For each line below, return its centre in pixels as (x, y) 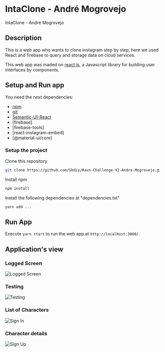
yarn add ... (18, 207)
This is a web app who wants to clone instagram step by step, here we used (82, 50)
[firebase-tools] (28, 127)
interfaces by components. (32, 70)
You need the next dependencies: (39, 97)
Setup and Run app (35, 85)
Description (23, 38)
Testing (14, 286)
